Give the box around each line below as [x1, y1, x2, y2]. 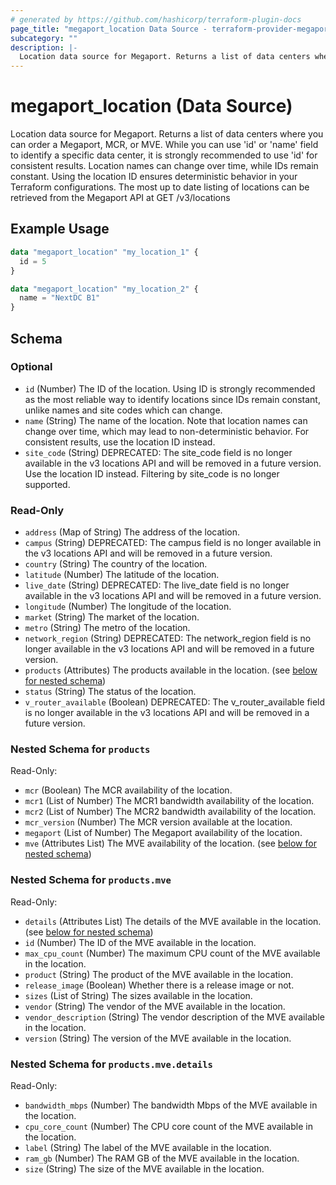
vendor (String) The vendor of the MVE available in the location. [24, 1000, 286, 1012]
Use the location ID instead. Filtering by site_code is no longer [24, 467, 280, 480]
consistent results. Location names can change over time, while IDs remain [10, 160, 319, 172]
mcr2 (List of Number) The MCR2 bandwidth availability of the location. [24, 806, 317, 818]
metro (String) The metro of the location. [24, 622, 191, 634]
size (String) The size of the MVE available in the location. [24, 1163, 265, 1175]
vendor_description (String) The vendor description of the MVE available [24, 1011, 325, 1023]
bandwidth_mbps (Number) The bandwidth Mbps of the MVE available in [24, 1099, 318, 1111]
